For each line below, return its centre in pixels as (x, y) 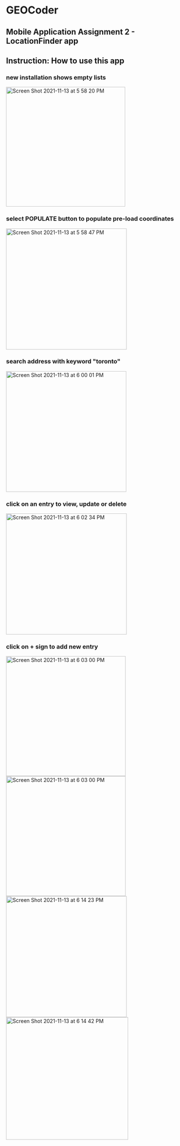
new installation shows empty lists (56, 77)
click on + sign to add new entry (52, 647)
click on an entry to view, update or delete (66, 504)
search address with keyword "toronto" (63, 362)
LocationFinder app (42, 41)
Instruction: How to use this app (65, 61)
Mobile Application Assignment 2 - (70, 32)
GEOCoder (32, 10)
